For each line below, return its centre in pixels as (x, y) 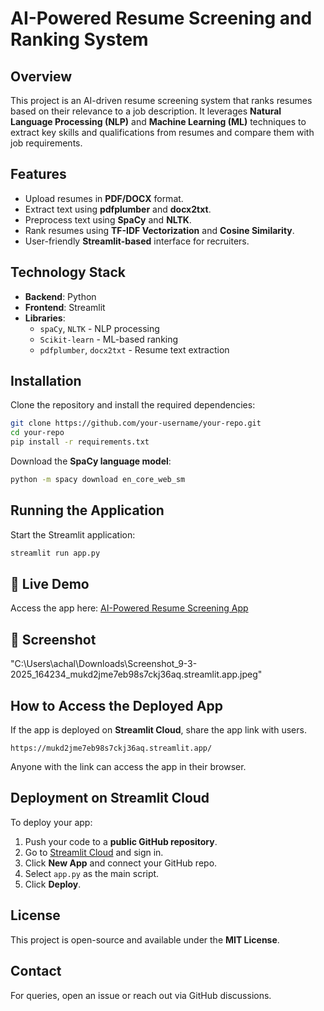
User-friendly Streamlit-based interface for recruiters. (137, 241)
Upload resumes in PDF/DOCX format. (104, 198)
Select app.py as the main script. (92, 873)
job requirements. (46, 143)
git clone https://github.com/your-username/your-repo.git (136, 423)
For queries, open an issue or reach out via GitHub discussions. (141, 995)
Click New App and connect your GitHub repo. (121, 863)
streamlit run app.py (55, 553)
